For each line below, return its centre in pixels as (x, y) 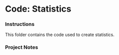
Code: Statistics (38, 9)
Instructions (20, 24)
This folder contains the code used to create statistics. (60, 35)
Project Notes (21, 47)
